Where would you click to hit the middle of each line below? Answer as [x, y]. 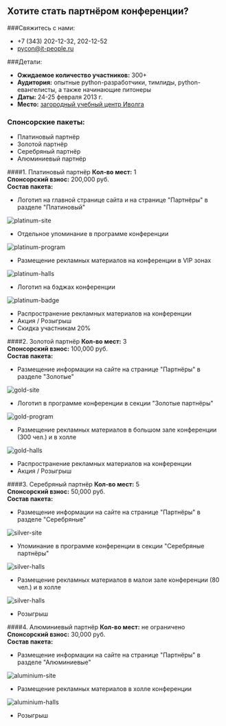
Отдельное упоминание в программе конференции [93, 234]
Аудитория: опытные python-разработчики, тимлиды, [97, 82]
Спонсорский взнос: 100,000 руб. [58, 349]
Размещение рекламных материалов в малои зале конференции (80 [118, 580]
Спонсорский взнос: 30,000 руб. [56, 635]
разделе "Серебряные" [52, 519]
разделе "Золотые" [45, 377]
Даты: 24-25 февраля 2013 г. [60, 97]
